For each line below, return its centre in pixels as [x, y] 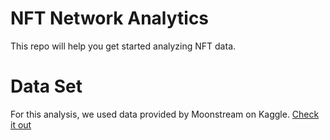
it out [21, 124]
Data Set [46, 86]
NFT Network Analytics [110, 18]
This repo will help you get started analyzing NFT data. [123, 46]
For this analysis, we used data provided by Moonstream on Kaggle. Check [165, 114]
